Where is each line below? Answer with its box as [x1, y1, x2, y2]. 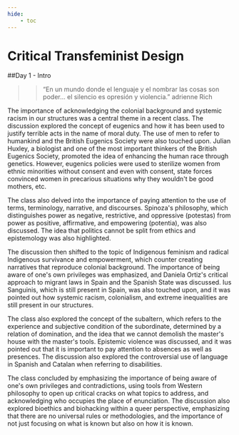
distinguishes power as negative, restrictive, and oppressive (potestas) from [7, 211, 231, 220]
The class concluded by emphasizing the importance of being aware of [7, 374, 218, 382]
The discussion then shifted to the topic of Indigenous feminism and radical [7, 247, 229, 257]
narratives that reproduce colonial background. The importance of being [7, 263, 220, 272]
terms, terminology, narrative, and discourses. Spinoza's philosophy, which [7, 204, 228, 213]
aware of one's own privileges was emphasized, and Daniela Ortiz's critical [7, 270, 228, 279]
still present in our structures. [7, 301, 94, 309]
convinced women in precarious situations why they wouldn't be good [7, 175, 214, 183]
